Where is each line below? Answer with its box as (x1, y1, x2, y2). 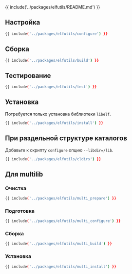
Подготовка (5, 207, 35, 214)
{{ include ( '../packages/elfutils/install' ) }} (5, 120, 104, 125)
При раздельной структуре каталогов (5, 134, 128, 143)
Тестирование (5, 71, 51, 80)
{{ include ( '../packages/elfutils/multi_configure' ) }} (5, 219, 121, 224)
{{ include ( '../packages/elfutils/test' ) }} (5, 84, 97, 90)
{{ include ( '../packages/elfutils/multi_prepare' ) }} (5, 196, 117, 201)
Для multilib (5, 170, 43, 178)
